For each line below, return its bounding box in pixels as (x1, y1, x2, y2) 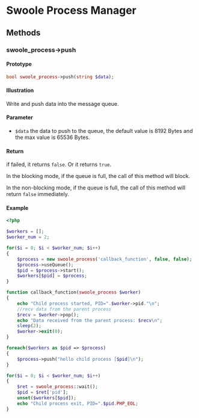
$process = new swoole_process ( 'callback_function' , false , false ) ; (17, 256, 192, 262)
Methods (6, 28, 41, 38)
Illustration (6, 87, 34, 94)
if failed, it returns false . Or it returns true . (6, 161, 112, 168)
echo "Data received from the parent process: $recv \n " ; (17, 317, 163, 324)
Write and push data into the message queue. (6, 100, 119, 107)
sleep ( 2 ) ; (17, 323, 42, 329)
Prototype (6, 61, 32, 68)
